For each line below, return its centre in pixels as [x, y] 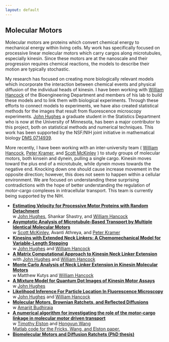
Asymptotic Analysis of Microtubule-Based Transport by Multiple [82, 222]
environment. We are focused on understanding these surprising [72, 180]
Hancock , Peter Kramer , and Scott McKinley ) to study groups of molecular [83, 153]
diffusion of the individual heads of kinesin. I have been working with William [84, 90]
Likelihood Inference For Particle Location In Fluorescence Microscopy [88, 292]
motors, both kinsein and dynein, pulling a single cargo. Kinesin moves [78, 158]
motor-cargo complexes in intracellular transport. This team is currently [79, 191]
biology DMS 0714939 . [29, 138]
